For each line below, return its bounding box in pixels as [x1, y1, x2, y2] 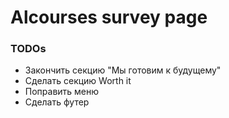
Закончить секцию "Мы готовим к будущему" [24, 64, 222, 76]
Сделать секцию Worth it [24, 75, 132, 87]
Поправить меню [24, 86, 100, 98]
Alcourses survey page [10, 6, 208, 29]
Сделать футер [24, 96, 90, 108]
